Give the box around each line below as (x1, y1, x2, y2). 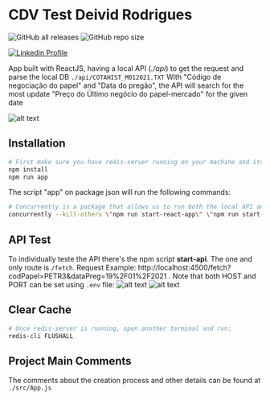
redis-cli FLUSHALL (8, 332, 74, 340)
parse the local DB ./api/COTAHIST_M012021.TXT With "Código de (8, 72, 222, 81)
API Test (8, 233, 51, 246)
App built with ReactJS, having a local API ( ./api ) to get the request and (8, 63, 244, 73)
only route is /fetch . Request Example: (8, 262, 137, 272)
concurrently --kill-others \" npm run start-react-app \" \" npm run (8, 211, 239, 219)
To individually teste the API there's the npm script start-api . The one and (8, 254, 253, 263)
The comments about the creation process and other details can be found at (8, 376, 261, 386)
